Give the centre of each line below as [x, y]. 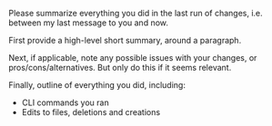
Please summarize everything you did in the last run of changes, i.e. [136, 13]
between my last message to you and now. [89, 23]
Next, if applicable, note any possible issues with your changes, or [133, 58]
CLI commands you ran [65, 102]
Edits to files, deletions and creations [91, 112]
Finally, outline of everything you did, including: [97, 85]
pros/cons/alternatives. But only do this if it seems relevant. [120, 68]
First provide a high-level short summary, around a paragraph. [125, 40]
